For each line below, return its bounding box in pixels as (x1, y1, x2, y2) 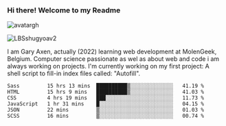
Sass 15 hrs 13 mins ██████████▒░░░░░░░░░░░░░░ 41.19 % (7, 83, 205, 90)
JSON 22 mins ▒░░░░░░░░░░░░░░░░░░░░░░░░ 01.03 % (7, 107, 205, 114)
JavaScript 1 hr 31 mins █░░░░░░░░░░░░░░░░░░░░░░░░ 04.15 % (7, 101, 205, 108)
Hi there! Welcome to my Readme (7, 5, 121, 15)
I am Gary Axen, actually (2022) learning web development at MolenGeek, (7, 47, 217, 56)
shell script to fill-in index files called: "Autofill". (7, 69, 141, 77)
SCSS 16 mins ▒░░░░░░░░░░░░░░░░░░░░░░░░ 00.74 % (7, 112, 205, 120)
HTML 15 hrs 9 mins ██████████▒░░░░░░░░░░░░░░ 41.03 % (7, 88, 205, 96)
